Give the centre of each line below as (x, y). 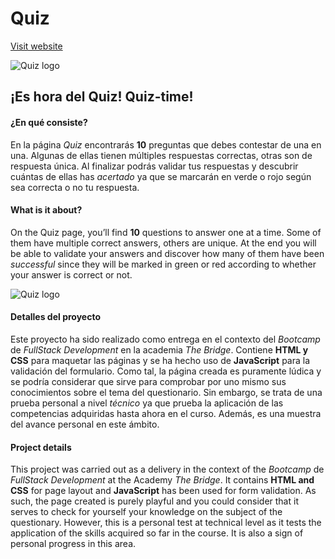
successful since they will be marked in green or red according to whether (163, 264)
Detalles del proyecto (55, 317)
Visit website (36, 46)
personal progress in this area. (73, 544)
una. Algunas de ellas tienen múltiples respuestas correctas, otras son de (161, 155)
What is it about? (46, 210)
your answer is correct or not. (71, 274)
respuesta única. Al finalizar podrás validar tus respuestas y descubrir (154, 166)
